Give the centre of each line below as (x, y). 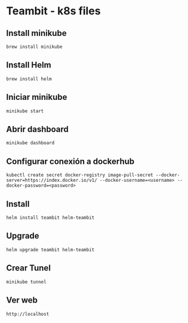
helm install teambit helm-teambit (50, 218)
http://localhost (28, 314)
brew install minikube (34, 47)
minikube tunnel (26, 282)
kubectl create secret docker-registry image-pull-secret (80, 175)
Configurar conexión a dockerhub (70, 161)
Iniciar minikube (37, 97)
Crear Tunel (28, 268)
